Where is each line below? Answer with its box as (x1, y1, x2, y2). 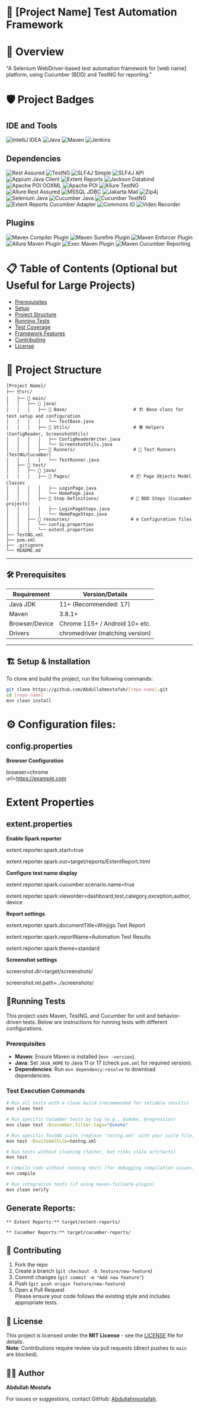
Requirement (12, 590, 50, 599)
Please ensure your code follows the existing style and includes (14, 1293, 171, 1300)
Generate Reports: (6, 1203, 76, 1213)
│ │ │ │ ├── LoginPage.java (6, 485, 97, 491)
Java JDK (9, 600, 36, 609)
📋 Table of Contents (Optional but (6, 262, 178, 275)
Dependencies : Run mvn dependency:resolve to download (14, 1065, 156, 1073)
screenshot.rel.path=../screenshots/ (6, 979, 94, 986)
